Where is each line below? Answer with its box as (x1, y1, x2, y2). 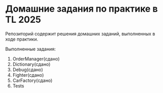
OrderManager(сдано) (12, 55, 60, 61)
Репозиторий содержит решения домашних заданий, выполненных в (5, 30, 155, 37)
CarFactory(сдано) (12, 77, 53, 83)
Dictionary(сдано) (12, 61, 51, 67)
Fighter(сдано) (12, 72, 44, 78)
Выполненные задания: (5, 46, 56, 52)
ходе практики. (5, 36, 38, 42)
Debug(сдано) (12, 67, 43, 73)
